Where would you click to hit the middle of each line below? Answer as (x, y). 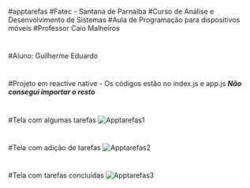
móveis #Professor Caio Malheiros (64, 28)
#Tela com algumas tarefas (52, 120)
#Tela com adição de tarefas (54, 147)
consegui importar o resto (52, 92)
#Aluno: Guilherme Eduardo (53, 56)
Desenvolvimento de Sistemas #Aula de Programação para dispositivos (124, 20)
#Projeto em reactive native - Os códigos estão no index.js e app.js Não (125, 84)
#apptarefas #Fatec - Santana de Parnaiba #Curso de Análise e (111, 11)
